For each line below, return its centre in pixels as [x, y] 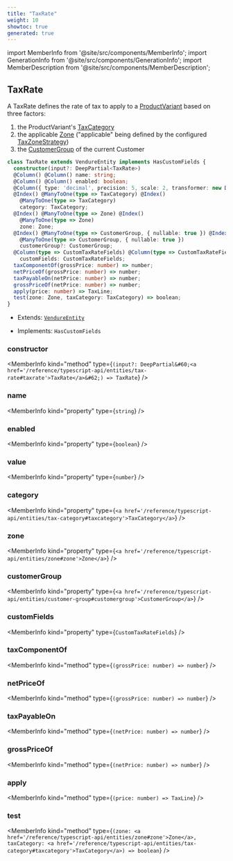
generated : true [31, 33]
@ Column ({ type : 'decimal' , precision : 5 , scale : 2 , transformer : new [118, 188]
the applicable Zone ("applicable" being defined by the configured [112, 135]
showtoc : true [28, 26]
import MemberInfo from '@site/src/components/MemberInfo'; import [107, 53]
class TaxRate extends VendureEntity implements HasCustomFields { [107, 162]
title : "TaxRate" [32, 14]
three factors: [27, 114]
